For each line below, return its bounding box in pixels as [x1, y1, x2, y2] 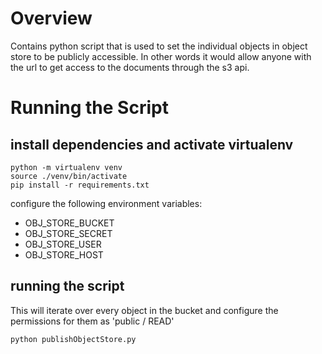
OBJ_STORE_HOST [24, 248, 104, 261]
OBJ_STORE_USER [24, 238, 102, 250]
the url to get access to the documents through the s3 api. [10, 61, 250, 73]
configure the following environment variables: [10, 197, 203, 209]
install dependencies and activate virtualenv [10, 136, 294, 153]
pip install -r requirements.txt [10, 180, 150, 190]
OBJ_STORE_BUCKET [24, 217, 115, 229]
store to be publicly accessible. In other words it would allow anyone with [10, 50, 312, 62]
